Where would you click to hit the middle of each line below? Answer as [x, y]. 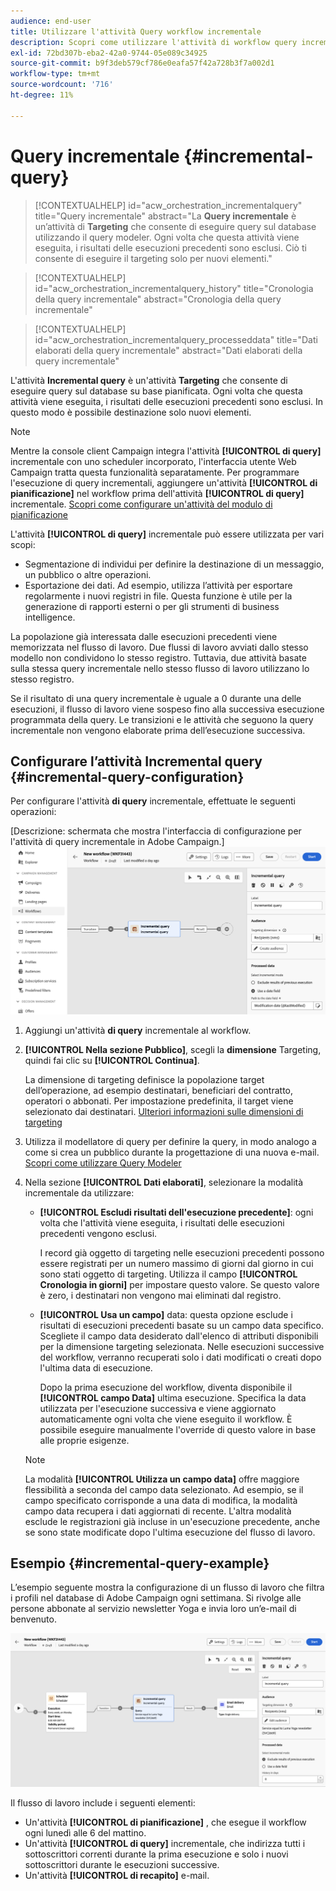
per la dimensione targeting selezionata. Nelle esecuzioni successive [182, 1346]
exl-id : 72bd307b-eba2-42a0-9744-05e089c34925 [109, 53]
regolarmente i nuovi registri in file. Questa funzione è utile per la [158, 596]
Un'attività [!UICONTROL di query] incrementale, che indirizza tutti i [165, 1843]
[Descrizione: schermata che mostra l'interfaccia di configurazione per [156, 831]
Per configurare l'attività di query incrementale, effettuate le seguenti [153, 801]
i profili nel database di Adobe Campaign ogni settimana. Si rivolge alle [156, 1598]
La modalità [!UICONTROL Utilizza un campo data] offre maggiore [162, 1479]
